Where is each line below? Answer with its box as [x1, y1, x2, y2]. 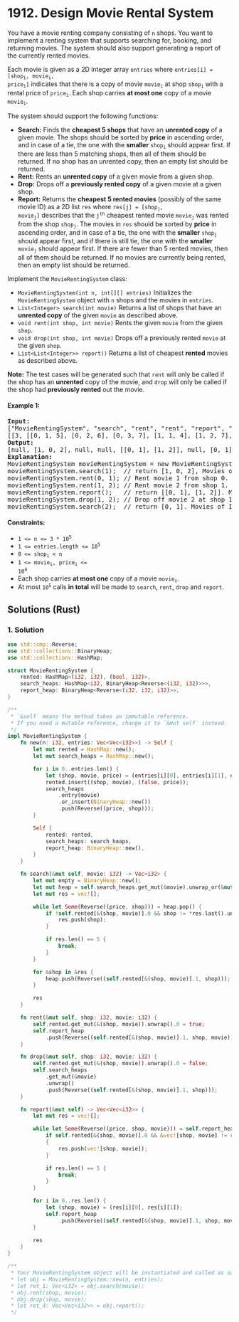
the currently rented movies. [7, 51, 90, 60]
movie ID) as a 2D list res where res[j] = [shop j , [17, 202, 164, 212]
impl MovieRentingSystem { [7, 733, 87, 740]
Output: [7, 438, 34, 446]
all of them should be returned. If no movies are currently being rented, [17, 253, 226, 261]
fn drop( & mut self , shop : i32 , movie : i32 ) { [20, 1053, 158, 1061]
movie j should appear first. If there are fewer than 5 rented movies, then [17, 244, 228, 254]
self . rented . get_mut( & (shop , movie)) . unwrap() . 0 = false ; [33, 1060, 208, 1067]
